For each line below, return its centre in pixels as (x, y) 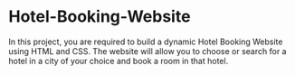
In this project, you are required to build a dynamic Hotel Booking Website (146, 42)
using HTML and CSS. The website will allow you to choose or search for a (147, 51)
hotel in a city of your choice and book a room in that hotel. (119, 61)
